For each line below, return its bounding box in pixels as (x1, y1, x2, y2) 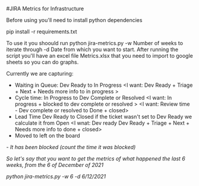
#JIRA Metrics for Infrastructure (6, 5, 84, 12)
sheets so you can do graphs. (6, 59, 79, 65)
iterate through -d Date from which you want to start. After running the (6, 46, 179, 53)
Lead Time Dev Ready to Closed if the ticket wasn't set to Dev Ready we (14, 113, 192, 120)
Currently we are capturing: (6, 70, 74, 77)
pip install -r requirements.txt (6, 28, 77, 35)
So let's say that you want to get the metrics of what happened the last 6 (6, 155, 185, 162)
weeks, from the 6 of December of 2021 (6, 162, 104, 168)
